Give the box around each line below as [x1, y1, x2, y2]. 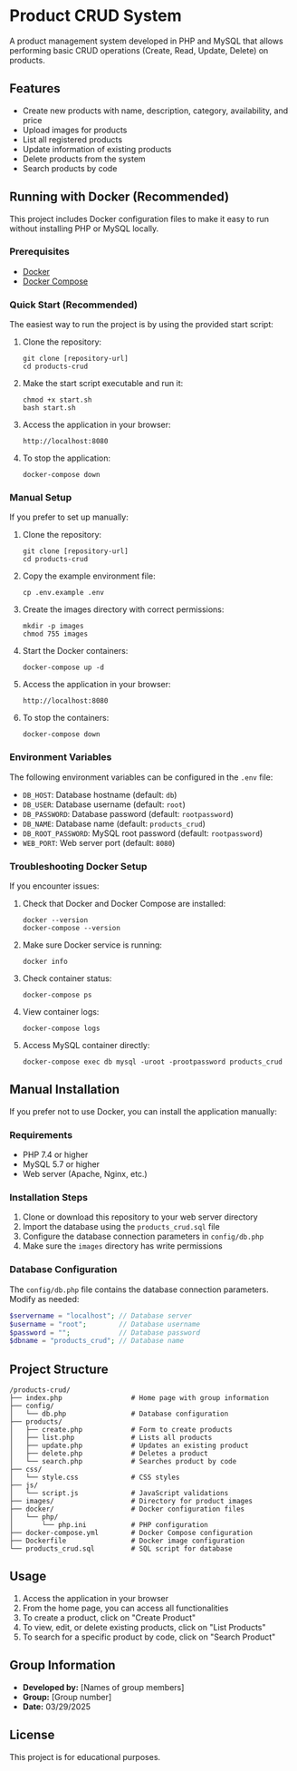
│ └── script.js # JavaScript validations [9, 1489, 229, 1498]
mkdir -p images [22, 622, 84, 631]
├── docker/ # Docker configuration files [9, 1504, 245, 1514]
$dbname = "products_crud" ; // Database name [9, 1337, 184, 1346]
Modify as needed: [9, 1293, 80, 1304]
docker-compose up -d [22, 663, 104, 672]
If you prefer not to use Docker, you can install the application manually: [9, 1105, 278, 1116]
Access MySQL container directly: [22, 1040, 150, 1051]
